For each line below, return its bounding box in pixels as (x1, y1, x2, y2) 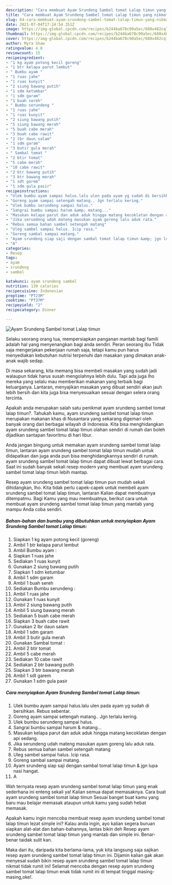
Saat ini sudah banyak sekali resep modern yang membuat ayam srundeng (6, 463, 163, 469)
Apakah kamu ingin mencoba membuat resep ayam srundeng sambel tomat (6, 815, 165, 821)
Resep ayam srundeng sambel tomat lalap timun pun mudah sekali (6, 479, 145, 485)
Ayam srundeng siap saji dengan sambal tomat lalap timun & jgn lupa (13, 762, 158, 769)
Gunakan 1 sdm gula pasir (13, 677, 68, 684)
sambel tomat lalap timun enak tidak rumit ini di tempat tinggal (6, 868, 136, 874)
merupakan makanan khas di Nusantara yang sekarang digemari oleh (6, 416, 152, 422)
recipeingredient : (6, 55, 45, 60)
